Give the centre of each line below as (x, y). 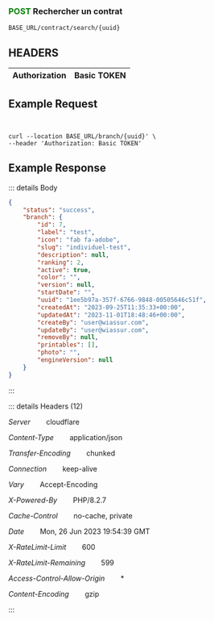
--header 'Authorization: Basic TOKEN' (75, 143)
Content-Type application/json (66, 437)
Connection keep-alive (53, 468)
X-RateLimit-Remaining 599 (62, 562)
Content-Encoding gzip (54, 594)
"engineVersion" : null (75, 360)
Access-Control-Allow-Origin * (66, 578)
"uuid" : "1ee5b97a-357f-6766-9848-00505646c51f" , (122, 300)
